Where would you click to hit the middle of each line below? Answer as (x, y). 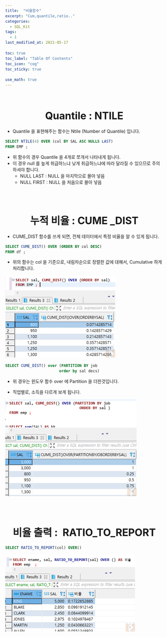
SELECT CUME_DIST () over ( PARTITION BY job (51, 366)
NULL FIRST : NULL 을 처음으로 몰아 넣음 (61, 182)
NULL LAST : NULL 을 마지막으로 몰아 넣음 (62, 176)
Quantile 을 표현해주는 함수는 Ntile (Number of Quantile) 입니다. (76, 131)
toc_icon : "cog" (22, 64)
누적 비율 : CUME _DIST (84, 220)
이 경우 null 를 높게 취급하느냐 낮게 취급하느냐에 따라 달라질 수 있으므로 (81, 163)
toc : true (16, 53)
